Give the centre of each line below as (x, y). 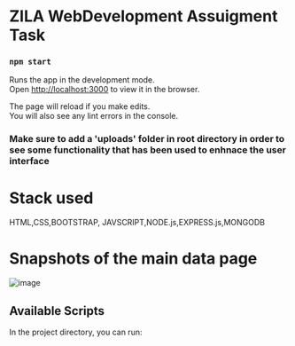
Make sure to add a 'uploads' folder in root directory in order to (147, 139)
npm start (30, 62)
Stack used (51, 198)
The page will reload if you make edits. (80, 106)
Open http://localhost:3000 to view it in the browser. (105, 90)
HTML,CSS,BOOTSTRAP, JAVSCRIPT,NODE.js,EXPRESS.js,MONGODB (137, 223)
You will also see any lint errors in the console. (94, 116)
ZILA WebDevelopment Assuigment (144, 16)
